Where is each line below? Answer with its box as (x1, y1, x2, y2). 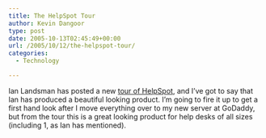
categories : (8, 49, 49, 57)
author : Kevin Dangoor (8, 19, 85, 27)
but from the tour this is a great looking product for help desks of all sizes (8, 111, 253, 121)
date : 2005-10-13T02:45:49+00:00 (8, 34, 121, 43)
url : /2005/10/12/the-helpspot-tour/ (8, 42, 136, 50)
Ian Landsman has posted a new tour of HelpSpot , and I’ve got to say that (8, 86, 253, 95)
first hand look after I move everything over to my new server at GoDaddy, (8, 102, 255, 113)
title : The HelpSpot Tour (8, 11, 95, 20)
